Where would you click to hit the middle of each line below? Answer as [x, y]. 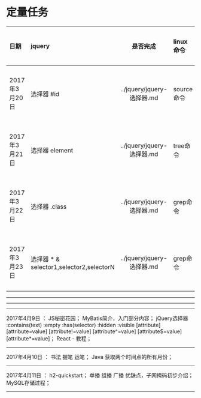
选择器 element [52, 150]
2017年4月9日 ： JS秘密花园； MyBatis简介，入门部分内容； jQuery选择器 [97, 318]
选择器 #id [45, 94]
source [183, 89]
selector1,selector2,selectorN [73, 267]
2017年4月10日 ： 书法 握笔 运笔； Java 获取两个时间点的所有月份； [90, 357]
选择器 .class [49, 207]
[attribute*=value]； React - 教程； [49, 338]
